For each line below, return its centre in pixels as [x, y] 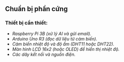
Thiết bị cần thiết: [26, 23]
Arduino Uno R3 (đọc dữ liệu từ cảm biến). [55, 39]
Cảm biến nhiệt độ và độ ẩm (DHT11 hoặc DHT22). [63, 44]
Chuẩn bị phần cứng [36, 9]
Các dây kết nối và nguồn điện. [44, 54]
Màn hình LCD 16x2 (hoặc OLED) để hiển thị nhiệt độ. [66, 49]
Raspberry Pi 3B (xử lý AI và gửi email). [52, 33]
